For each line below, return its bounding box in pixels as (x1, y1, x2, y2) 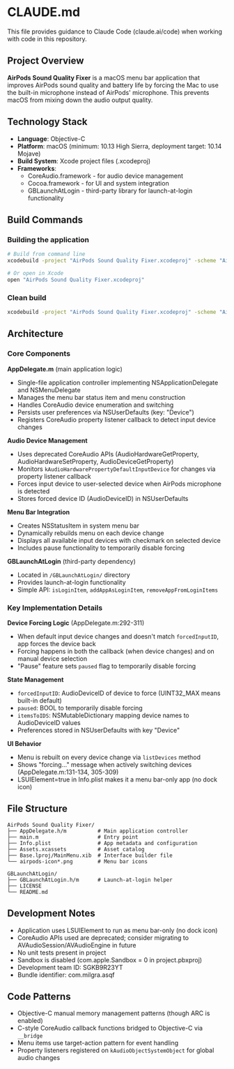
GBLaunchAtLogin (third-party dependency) (7, 557, 136, 565)
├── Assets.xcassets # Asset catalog (7, 846, 145, 853)
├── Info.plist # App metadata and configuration (7, 839, 198, 846)
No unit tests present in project (17, 948, 107, 957)
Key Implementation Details (7, 603, 103, 613)
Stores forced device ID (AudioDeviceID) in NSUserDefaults (17, 494, 189, 502)
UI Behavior (7, 739, 42, 747)
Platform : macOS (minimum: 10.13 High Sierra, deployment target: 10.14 (17, 142, 222, 150)
